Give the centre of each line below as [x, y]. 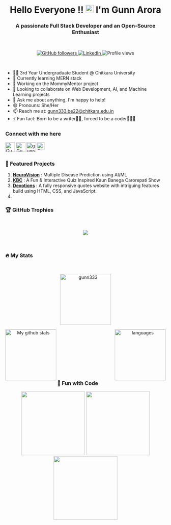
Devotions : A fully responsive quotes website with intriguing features [86, 186]
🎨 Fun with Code [78, 383]
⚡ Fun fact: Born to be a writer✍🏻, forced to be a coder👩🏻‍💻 [74, 119]
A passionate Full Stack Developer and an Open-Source [85, 26]
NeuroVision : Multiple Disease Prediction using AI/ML [70, 175]
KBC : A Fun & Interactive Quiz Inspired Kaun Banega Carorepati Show [86, 180]
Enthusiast [85, 32]
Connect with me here [33, 134]
